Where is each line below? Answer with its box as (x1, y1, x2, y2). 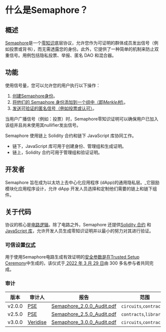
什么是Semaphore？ (5, 4, 88, 16)
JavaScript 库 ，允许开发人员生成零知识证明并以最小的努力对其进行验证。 (5, 228, 154, 234)
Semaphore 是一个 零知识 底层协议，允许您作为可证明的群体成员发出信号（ (5, 40, 154, 46)
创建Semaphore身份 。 (12, 93, 58, 99)
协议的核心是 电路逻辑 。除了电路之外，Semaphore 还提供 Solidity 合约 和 (5, 222, 152, 228)
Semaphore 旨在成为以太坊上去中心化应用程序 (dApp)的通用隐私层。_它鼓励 (5, 179, 160, 185)
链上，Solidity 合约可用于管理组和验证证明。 (12, 149, 103, 155)
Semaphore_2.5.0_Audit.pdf (51, 311, 117, 318)
